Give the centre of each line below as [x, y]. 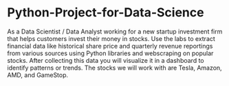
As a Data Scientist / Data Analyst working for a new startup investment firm [115, 31]
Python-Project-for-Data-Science [106, 13]
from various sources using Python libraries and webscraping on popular [110, 53]
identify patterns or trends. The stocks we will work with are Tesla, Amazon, [115, 68]
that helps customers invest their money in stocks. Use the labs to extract [111, 38]
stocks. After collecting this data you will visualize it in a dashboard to [106, 60]
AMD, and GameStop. [38, 75]
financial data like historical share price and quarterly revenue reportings [110, 46]
